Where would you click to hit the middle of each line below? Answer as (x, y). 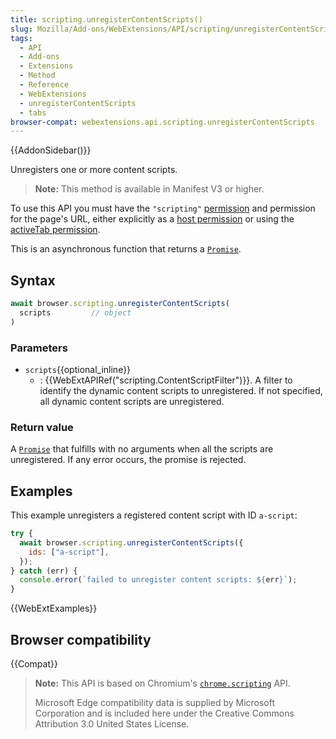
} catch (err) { (44, 571)
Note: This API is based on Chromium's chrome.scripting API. (162, 683)
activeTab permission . (55, 230)
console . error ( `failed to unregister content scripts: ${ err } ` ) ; (158, 580)
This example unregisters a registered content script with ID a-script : (154, 515)
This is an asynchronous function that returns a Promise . (126, 249)
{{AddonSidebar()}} (51, 150)
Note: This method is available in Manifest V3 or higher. (149, 189)
